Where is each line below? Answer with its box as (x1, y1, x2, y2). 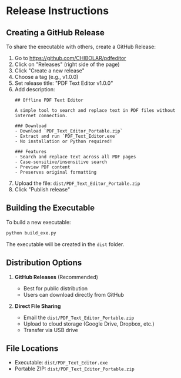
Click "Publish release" (14, 186, 71, 193)
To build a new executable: (6, 218, 72, 226)
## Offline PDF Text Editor (14, 97, 83, 103)
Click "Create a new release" (14, 67, 85, 74)
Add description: (14, 86, 55, 92)
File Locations (6, 343, 59, 353)
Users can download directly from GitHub (23, 291, 125, 298)
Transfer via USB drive (23, 326, 78, 333)
